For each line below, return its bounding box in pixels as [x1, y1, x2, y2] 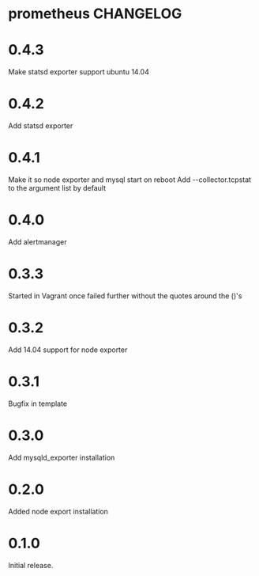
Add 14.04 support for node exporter [8, 345, 128, 354]
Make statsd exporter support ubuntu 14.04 [8, 67, 150, 77]
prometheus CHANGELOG [8, 5, 182, 23]
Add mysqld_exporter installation [8, 453, 115, 462]
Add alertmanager [8, 237, 67, 246]
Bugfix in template [8, 399, 68, 408]
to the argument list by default [8, 184, 107, 192]
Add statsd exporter [8, 121, 73, 131]
